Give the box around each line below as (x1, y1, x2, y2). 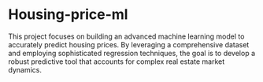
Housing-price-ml (8, 6, 128, 24)
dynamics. (8, 65, 42, 74)
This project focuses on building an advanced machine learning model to (8, 32, 245, 41)
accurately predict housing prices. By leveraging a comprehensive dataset (8, 39, 250, 49)
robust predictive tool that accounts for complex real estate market (8, 57, 225, 66)
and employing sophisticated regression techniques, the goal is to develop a (8, 48, 256, 58)
